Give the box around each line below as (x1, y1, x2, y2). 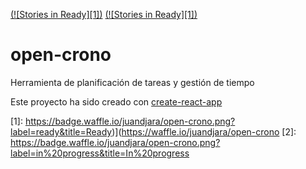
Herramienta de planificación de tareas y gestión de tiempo (10, 76, 255, 88)
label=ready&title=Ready (10, 125, 113, 138)
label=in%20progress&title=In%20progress (10, 147, 190, 159)
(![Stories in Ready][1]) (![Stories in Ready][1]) (10, 9, 198, 20)
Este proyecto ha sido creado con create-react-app (10, 95, 223, 108)
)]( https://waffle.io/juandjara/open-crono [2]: (111, 125, 297, 138)
